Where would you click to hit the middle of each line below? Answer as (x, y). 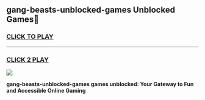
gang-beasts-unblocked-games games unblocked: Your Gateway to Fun (100, 84)
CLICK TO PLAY (30, 37)
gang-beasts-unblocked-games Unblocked (91, 10)
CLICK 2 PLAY (27, 59)
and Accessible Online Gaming (46, 90)
